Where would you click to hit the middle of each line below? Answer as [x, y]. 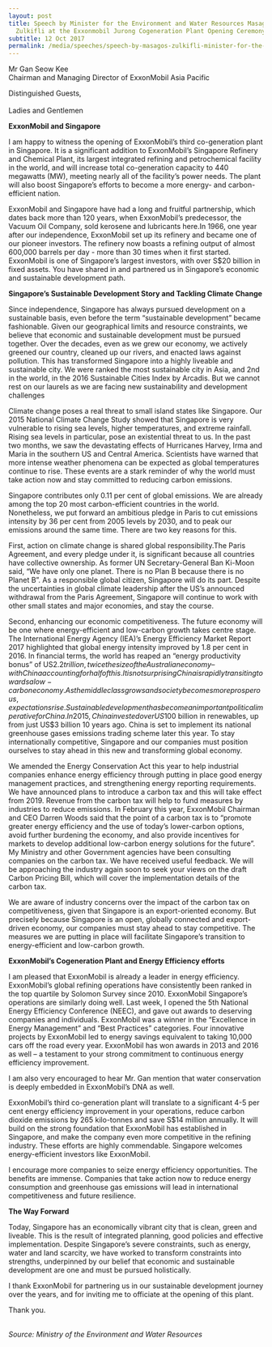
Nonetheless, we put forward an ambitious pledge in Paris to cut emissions [133, 513]
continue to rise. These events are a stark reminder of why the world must [132, 471]
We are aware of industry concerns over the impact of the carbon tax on [129, 903]
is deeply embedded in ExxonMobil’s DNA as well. [91, 1087]
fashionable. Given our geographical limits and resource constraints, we [128, 327]
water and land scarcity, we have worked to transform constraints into [125, 1253]
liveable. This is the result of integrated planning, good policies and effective [136, 1236]
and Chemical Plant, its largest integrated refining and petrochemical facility [135, 159]
